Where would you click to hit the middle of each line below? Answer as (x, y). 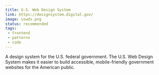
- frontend (19, 33)
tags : (11, 28)
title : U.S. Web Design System (38, 10)
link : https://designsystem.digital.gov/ (49, 14)
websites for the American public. (40, 67)
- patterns (19, 38)
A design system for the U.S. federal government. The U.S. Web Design (79, 56)
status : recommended (27, 24)
